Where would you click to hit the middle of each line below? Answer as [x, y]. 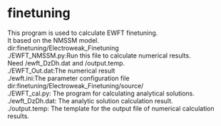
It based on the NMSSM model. [53, 40]
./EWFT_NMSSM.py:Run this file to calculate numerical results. [99, 56]
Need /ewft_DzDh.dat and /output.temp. [66, 63]
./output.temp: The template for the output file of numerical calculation [111, 108]
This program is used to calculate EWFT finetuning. [83, 33]
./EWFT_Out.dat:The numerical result [61, 70]
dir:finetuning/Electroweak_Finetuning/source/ [76, 85]
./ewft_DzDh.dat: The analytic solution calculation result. [90, 100]
